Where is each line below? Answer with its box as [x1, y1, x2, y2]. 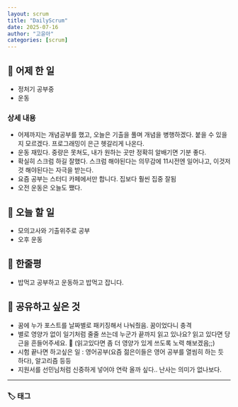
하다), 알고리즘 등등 [17, 356, 72, 365]
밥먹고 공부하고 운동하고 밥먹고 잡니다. [17, 277, 124, 287]
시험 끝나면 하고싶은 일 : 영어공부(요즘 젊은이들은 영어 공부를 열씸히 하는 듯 [17, 348, 225, 356]
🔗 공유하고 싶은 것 [7, 301, 80, 313]
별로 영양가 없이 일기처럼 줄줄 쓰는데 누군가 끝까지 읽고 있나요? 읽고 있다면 [17, 330, 223, 338]
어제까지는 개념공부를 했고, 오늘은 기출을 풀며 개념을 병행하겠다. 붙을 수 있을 [17, 130, 228, 139]
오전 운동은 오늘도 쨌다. [17, 183, 83, 192]
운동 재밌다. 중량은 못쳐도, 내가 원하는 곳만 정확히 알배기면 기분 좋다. [17, 148, 207, 156]
